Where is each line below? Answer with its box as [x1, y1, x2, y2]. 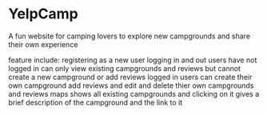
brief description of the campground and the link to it [8, 97, 183, 107]
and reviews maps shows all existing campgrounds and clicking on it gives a [8, 89, 260, 98]
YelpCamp [8, 5, 78, 23]
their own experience [8, 39, 78, 49]
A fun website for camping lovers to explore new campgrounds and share [8, 31, 250, 41]
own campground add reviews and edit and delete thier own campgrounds [8, 81, 254, 90]
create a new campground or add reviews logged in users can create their [8, 72, 253, 81]
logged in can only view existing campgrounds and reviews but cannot [8, 63, 241, 73]
